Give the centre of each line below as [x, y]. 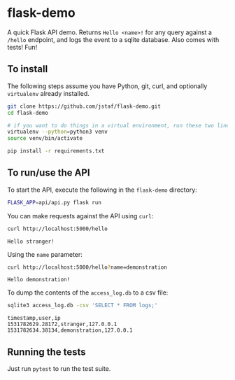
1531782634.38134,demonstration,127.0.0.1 [70, 330]
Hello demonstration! [39, 280]
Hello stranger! [31, 241]
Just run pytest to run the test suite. [59, 369]
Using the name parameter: [45, 254]
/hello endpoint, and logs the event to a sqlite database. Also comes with [113, 39]
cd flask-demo [28, 113]
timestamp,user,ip [34, 318]
